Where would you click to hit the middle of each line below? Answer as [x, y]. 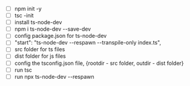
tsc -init [24, 16]
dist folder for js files [40, 56]
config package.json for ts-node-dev [61, 36]
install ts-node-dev [38, 22]
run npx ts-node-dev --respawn [54, 76]
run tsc [23, 70]
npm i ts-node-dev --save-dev [53, 29]
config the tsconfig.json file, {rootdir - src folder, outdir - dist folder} [99, 63]
